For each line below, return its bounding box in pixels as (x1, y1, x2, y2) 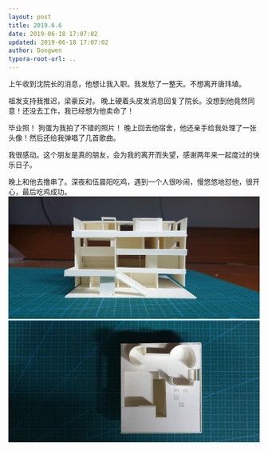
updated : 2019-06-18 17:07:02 (8, 38, 109, 46)
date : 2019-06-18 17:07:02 (8, 30, 98, 38)
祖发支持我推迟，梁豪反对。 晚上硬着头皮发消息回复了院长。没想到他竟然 (8, 96, 248, 106)
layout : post (8, 13, 52, 21)
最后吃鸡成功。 (22, 187, 72, 196)
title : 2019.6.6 (8, 21, 62, 30)
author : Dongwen (8, 46, 62, 55)
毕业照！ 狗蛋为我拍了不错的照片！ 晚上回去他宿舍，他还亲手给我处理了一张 (8, 123, 257, 132)
